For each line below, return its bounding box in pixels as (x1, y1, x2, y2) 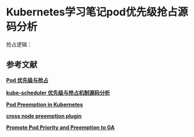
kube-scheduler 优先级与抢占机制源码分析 (6, 89, 111, 96)
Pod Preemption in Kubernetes (6, 101, 83, 108)
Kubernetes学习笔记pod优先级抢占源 (6, 5, 188, 19)
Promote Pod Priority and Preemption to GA (6, 123, 115, 131)
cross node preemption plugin (6, 112, 82, 119)
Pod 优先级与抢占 (6, 76, 48, 83)
